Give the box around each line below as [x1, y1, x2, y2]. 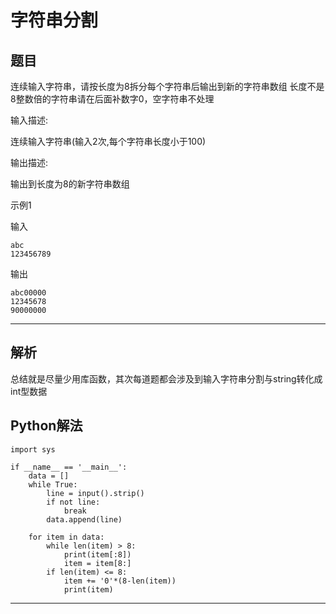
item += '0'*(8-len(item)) [63, 576, 177, 586]
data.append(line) [46, 514, 123, 525]
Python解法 [10, 417, 83, 435]
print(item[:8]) [63, 549, 132, 560]
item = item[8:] [63, 558, 132, 568]
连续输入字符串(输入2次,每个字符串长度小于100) [10, 136, 207, 147]
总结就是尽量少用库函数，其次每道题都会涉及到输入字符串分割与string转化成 [10, 372, 323, 385]
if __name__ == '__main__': [10, 462, 128, 472]
